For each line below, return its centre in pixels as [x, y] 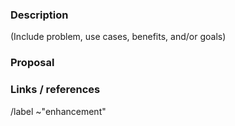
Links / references [55, 90]
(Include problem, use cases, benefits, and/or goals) [118, 37]
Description [39, 15]
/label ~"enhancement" [58, 111]
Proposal [32, 63]
